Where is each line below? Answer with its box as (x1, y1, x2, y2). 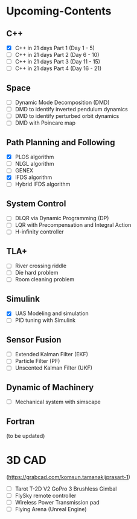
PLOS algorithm (14, 153, 54, 161)
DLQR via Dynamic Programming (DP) (14, 215, 109, 222)
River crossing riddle (14, 262, 67, 270)
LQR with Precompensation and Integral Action (14, 221, 132, 229)
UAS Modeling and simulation (14, 310, 89, 317)
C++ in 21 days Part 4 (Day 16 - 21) (14, 65, 102, 72)
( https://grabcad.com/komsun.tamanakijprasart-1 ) (6, 474, 131, 480)
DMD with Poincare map (14, 119, 75, 126)
